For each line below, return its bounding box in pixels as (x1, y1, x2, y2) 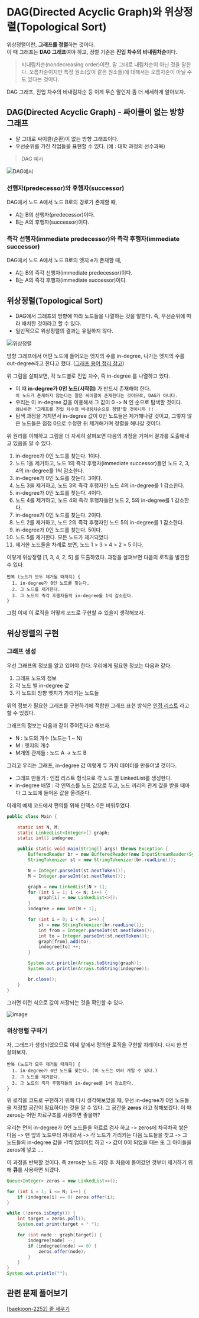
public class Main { (6, 813, 58, 820)
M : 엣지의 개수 (15, 742, 50, 749)
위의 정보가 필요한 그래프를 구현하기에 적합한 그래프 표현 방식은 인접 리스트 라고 (6, 702, 190, 709)
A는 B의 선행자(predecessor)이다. (15, 211, 95, 218)
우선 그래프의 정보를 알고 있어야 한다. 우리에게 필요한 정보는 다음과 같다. (6, 662, 172, 669)
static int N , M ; (17, 824, 60, 830)
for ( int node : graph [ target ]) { (17, 1232, 102, 1238)
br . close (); (28, 976, 58, 982)
